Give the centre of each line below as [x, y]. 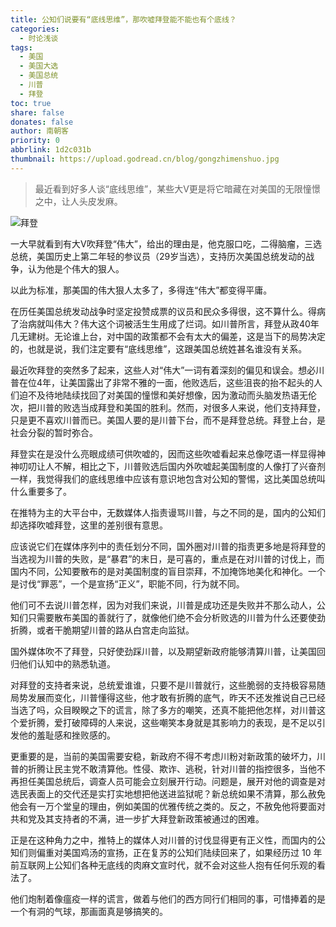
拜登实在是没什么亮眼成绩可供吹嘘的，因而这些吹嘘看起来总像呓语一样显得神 [168, 453]
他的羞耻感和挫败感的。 [67, 735]
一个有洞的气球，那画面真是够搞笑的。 [89, 911]
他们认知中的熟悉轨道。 [67, 663]
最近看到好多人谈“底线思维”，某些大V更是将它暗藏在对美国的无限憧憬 [177, 188]
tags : [21, 47]
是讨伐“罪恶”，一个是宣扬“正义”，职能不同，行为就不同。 [127, 583]
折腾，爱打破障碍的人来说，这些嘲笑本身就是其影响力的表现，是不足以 [172, 722]
